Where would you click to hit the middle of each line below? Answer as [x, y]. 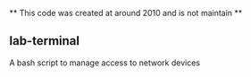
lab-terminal [45, 41]
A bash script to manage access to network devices [105, 63]
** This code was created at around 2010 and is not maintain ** [126, 13]
